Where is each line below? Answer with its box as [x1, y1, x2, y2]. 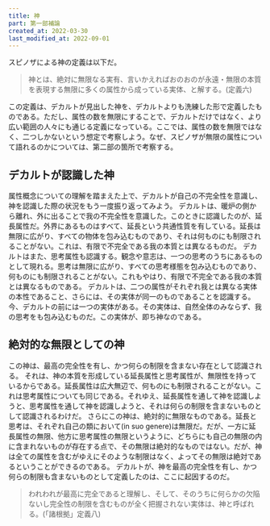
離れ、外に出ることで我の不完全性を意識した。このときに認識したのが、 [15, 211, 255, 221]
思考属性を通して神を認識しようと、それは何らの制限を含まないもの [29, 401, 255, 411]
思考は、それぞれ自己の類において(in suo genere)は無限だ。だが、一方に [8, 421, 250, 431]
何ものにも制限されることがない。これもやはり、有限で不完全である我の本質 [8, 272, 263, 282]
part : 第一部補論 [8, 19, 60, 27]
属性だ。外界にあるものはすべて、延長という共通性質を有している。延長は [15, 221, 261, 231]
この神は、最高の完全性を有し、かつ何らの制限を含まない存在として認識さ [8, 361, 255, 370]
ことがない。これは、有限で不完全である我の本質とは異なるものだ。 [15, 241, 242, 251]
